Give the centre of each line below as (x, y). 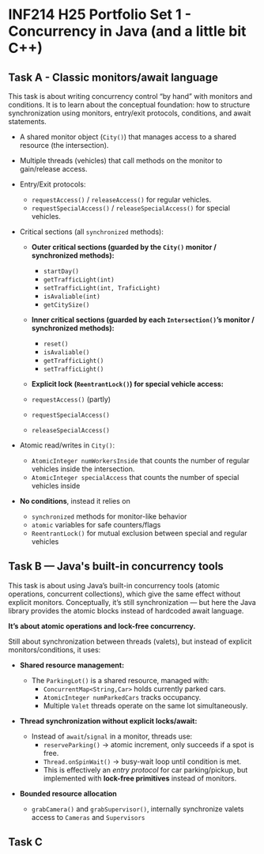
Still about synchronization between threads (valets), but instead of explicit (130, 641)
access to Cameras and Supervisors (88, 817)
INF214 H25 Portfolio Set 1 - (100, 15)
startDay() (61, 271)
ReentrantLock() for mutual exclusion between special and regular (139, 533)
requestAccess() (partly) (71, 399)
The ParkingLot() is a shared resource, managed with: (120, 680)
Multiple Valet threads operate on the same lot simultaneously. (145, 705)
